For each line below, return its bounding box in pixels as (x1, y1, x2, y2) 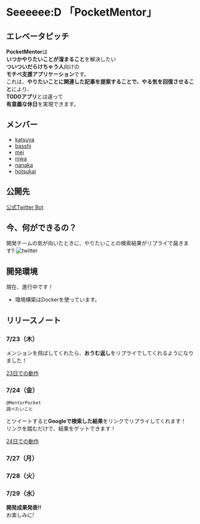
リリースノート (6, 315, 61, 325)
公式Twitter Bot (6, 203, 44, 211)
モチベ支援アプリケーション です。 (6, 71, 90, 78)
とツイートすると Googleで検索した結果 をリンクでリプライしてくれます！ (6, 418, 186, 425)
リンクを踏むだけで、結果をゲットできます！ (6, 425, 116, 432)
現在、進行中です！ (6, 284, 54, 291)
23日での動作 (6, 369, 39, 377)
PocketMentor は (6, 48, 48, 55)
